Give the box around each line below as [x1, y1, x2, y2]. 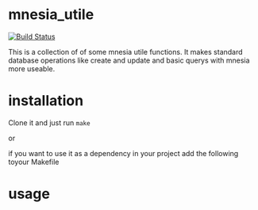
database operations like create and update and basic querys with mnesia [8, 55, 250, 65]
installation [8, 92, 84, 110]
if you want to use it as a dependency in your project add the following [8, 148, 239, 158]
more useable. [8, 63, 56, 73]
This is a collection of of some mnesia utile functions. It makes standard [8, 47, 244, 56]
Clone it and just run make [8, 117, 90, 128]
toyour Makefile [8, 157, 60, 166]
